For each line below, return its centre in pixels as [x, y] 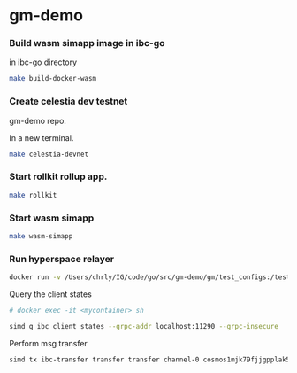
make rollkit [33, 195]
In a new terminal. [42, 137]
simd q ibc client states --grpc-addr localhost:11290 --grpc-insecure [144, 326]
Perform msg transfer [49, 343]
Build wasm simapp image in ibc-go [87, 43]
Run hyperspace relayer [62, 259]
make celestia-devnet [49, 154]
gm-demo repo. [38, 120]
